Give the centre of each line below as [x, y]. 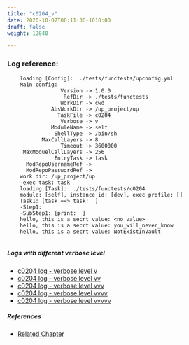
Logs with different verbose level [56, 253]
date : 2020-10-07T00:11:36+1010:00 [59, 20]
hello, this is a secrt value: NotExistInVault [90, 232]
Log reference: [33, 64]
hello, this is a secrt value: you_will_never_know [97, 225]
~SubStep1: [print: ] [53, 213]
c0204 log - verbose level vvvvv [64, 300]
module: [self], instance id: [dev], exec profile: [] [101, 195]
